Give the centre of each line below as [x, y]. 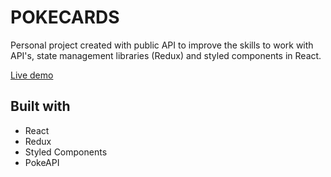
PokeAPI [42, 162]
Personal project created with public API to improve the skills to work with [162, 45]
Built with [40, 106]
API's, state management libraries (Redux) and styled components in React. [166, 55]
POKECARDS [65, 17]
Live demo [32, 75]
